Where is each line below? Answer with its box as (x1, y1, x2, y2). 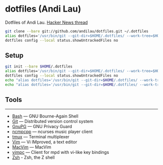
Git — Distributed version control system (12, 118, 94, 124)
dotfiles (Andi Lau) (5, 3, 81, 15)
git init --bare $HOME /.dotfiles (5, 64, 73, 69)
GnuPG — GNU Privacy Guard (12, 123, 72, 129)
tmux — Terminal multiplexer (12, 133, 69, 139)
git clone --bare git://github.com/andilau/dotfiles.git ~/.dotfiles (5, 29, 149, 33)
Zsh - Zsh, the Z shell (12, 154, 55, 160)
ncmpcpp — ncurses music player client (12, 129, 93, 134)
